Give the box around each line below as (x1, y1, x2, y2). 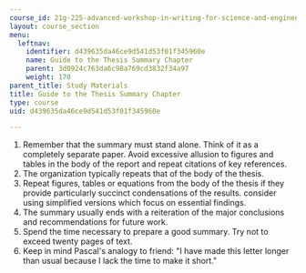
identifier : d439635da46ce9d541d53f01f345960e (25, 47, 206, 56)
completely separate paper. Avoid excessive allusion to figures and (22, 149, 274, 160)
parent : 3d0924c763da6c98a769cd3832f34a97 (25, 65, 189, 74)
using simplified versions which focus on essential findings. (22, 197, 247, 208)
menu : (9, 30, 30, 39)
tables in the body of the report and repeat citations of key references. (22, 158, 288, 169)
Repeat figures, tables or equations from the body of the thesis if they (22, 178, 285, 189)
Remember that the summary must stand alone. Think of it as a (22, 139, 260, 150)
